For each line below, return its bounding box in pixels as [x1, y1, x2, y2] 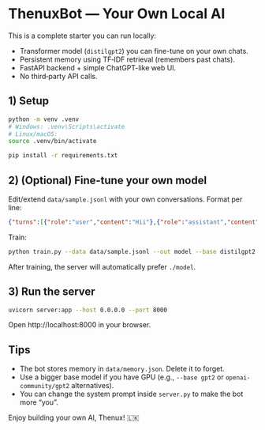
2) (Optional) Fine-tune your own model [8, 173, 207, 187]
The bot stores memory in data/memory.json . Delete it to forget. [19, 364, 225, 374]
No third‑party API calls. [19, 71, 98, 81]
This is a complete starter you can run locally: [8, 31, 156, 40]
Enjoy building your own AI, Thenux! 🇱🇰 [8, 413, 140, 423]
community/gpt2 [19, 383, 70, 390]
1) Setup [8, 94, 50, 107]
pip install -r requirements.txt [8, 152, 118, 160]
